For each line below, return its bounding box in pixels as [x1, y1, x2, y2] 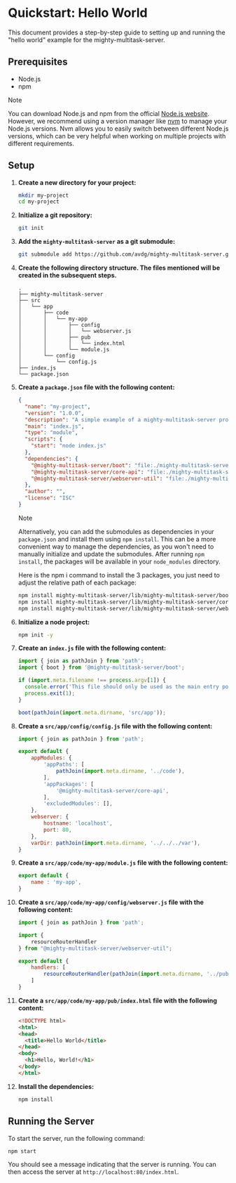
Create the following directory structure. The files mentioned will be [18, 263, 221, 272]
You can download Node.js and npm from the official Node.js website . [8, 109, 209, 117]
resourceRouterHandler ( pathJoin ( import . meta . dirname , [43, 971, 204, 978]
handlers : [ [31, 964, 66, 971]
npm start [8, 1147, 37, 1155]
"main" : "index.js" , [25, 423, 85, 430]
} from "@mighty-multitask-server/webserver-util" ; [18, 945, 172, 952]
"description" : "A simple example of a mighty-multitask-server [25, 416, 216, 423]
